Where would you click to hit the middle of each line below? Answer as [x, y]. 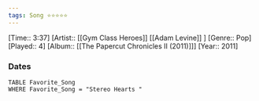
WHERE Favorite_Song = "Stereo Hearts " [76, 89]
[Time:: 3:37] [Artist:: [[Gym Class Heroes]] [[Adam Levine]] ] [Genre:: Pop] [130, 38]
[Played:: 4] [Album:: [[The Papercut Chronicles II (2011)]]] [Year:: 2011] [123, 46]
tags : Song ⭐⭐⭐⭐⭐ [38, 15]
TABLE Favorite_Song [42, 82]
